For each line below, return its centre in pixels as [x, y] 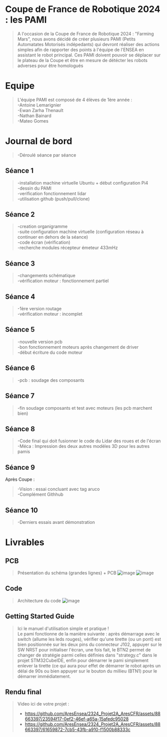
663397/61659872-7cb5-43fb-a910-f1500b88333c [78, 729]
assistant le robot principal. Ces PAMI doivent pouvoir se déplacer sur [89, 55]
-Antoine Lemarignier [39, 105]
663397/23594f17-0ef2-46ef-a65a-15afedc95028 [77, 719]
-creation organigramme [42, 227]
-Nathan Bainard [34, 116]
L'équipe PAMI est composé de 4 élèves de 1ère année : [75, 100]
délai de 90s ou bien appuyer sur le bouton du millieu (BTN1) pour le [87, 671]
